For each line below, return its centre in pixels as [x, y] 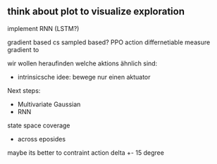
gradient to [23, 49]
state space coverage [39, 125]
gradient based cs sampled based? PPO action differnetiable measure [109, 42]
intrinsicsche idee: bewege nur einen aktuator [84, 77]
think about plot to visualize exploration [96, 12]
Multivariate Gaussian [49, 104]
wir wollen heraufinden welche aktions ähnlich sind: [82, 63]
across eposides [41, 139]
